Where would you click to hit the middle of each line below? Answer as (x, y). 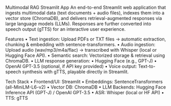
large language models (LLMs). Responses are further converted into (78, 24)
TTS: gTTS (17, 98)
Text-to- (147, 66)
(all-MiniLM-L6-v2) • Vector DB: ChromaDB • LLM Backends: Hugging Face (85, 87)
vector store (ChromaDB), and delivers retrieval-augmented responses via (84, 18)
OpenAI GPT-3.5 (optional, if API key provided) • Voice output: (71, 66)
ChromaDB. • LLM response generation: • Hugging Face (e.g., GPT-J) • (81, 61)
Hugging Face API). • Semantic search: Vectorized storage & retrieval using (85, 55)
